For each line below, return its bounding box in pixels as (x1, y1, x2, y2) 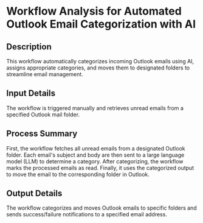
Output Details (6, 188, 63, 199)
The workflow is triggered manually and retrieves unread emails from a (6, 104, 184, 111)
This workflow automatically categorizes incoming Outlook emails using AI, (6, 58, 194, 65)
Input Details (6, 88, 56, 99)
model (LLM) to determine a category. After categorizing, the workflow (6, 157, 184, 165)
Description (6, 41, 52, 52)
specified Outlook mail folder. (6, 111, 80, 118)
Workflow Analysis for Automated (6, 4, 182, 18)
